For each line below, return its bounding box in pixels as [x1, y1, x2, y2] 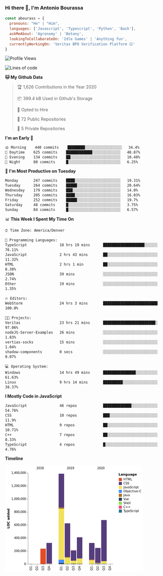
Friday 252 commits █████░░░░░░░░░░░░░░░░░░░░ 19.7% [5, 198, 138, 203]
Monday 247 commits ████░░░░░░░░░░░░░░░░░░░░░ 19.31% [5, 178, 140, 183]
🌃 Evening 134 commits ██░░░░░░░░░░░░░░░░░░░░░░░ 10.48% [5, 155, 140, 160]
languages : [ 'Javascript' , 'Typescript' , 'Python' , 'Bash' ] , [9, 26, 136, 31]
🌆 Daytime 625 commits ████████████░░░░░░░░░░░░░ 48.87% [5, 150, 140, 155]
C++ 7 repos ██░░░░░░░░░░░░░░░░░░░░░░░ [5, 433, 158, 437]
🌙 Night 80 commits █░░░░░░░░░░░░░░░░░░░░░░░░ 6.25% [5, 160, 138, 165]
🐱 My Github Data [5, 74, 43, 80]
